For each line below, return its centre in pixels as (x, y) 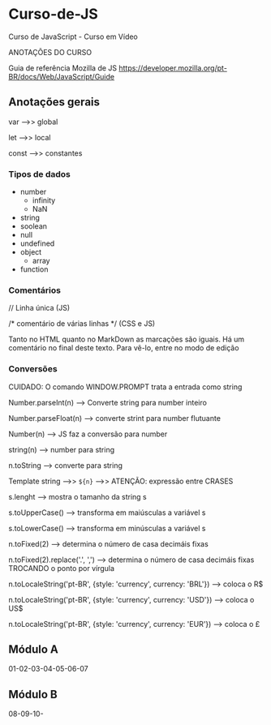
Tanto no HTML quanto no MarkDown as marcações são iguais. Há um (127, 339)
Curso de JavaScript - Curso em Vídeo (73, 36)
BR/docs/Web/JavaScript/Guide (62, 76)
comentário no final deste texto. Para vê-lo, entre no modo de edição (124, 348)
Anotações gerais (54, 102)
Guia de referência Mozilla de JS (63, 68)
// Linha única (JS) (39, 308)
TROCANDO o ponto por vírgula (62, 568)
